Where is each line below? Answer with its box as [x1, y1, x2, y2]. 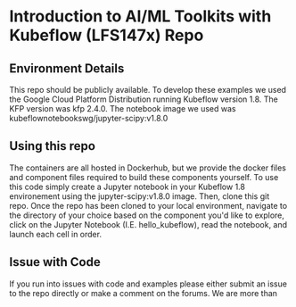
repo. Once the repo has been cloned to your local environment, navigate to [9, 200, 288, 211]
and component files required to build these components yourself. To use [9, 171, 279, 182]
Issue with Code [9, 254, 101, 270]
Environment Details [9, 61, 125, 76]
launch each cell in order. [9, 228, 103, 239]
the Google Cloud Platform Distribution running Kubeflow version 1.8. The [9, 94, 278, 104]
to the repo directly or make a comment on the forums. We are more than [9, 287, 278, 298]
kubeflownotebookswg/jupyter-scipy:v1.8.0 [9, 113, 169, 123]
